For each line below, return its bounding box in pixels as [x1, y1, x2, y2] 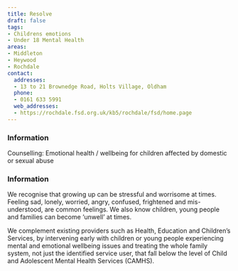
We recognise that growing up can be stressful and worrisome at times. [7, 190, 217, 199]
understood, [7, 205, 43, 214]
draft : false [7, 17, 46, 24]
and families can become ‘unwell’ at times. [7, 213, 132, 221]
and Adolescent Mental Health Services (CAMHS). [7, 257, 155, 265]
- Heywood [7, 57, 37, 64]
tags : [7, 23, 23, 31]
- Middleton [7, 50, 43, 57]
